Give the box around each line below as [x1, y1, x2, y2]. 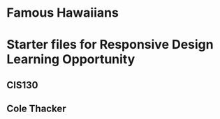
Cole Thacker [6, 103, 66, 115]
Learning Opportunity [6, 51, 135, 68]
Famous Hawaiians [6, 5, 119, 21]
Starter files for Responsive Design [6, 37, 214, 53]
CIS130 [6, 79, 38, 91]
